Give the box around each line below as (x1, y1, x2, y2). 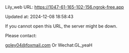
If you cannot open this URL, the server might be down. (5, 23, 117, 29)
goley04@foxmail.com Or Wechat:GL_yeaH (5, 42, 93, 48)
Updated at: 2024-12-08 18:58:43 (5, 14, 74, 19)
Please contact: (5, 33, 37, 38)
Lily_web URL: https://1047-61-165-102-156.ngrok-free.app (5, 4, 124, 10)
